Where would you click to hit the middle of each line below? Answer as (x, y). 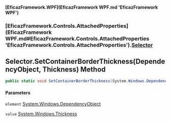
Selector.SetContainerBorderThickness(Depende (85, 61)
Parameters (18, 92)
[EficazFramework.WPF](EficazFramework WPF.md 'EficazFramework (82, 7)
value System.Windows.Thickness (41, 114)
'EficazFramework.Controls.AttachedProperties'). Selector (79, 45)
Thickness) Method (74, 69)
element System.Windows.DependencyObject (53, 104)
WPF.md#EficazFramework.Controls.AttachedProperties (77, 38)
